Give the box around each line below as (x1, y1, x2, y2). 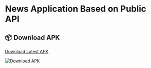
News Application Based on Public (5, 3, 147, 14)
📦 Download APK (5, 33, 60, 41)
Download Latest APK (5, 49, 49, 54)
